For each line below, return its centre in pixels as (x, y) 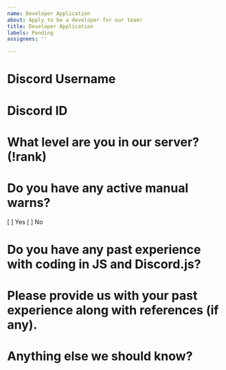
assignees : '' (27, 39)
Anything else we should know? (100, 357)
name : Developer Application (49, 13)
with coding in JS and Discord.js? (104, 264)
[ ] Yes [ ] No (25, 221)
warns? (29, 203)
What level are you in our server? (103, 142)
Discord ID (37, 110)
